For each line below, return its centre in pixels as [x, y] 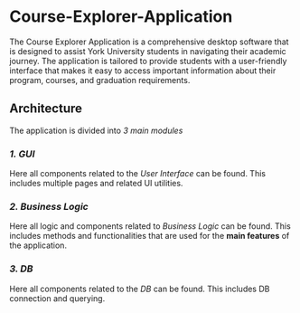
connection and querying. [57, 298]
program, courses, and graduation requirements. [100, 80]
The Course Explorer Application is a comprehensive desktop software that [149, 42]
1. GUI [22, 154]
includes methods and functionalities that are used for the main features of [150, 236]
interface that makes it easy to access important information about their [143, 71]
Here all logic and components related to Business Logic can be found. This [150, 226]
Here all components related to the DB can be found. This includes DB [140, 289]
